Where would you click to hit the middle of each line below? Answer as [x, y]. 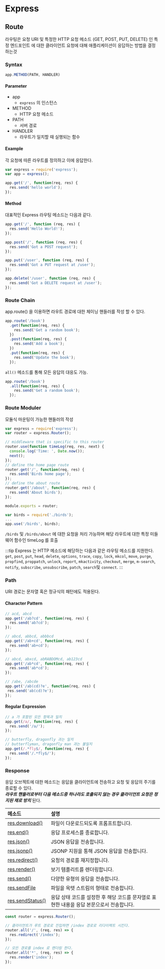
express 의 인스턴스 [38, 103]
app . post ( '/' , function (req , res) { [44, 242]
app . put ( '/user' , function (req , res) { [47, 260]
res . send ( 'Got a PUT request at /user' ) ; [53, 265]
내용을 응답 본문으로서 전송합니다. [98, 905]
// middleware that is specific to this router [55, 442]
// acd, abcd [18, 614]
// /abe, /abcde [22, 682]
